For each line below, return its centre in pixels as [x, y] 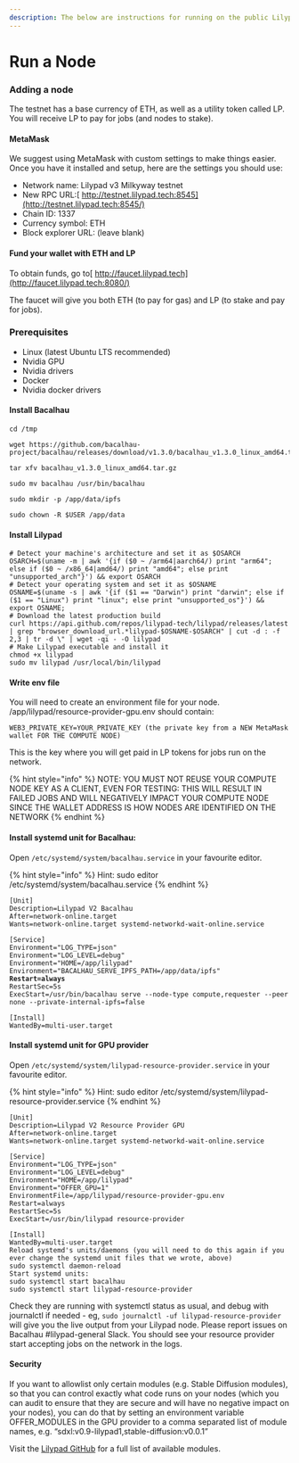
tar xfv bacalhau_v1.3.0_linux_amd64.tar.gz [93, 468]
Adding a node [41, 89]
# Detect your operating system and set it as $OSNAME [113, 585]
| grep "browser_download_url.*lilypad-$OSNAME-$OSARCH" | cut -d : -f [145, 632]
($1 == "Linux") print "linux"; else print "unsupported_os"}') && [137, 600]
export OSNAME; [37, 608]
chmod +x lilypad [41, 655]
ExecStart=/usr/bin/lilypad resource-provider [97, 1219]
